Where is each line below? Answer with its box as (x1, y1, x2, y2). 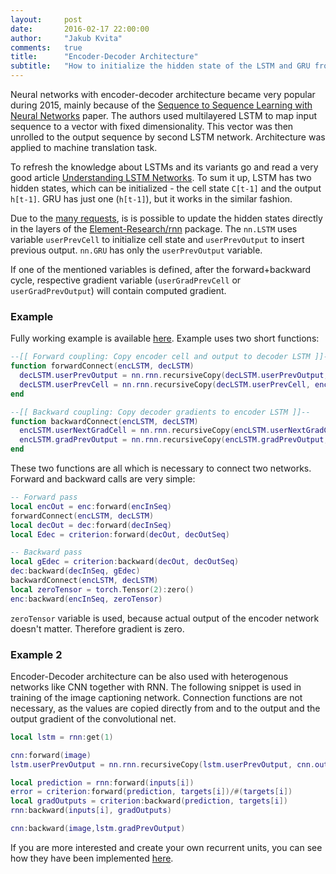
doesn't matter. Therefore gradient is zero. (10, 622, 185, 635)
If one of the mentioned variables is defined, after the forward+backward (10, 264, 312, 275)
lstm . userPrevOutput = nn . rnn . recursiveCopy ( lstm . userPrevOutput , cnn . (10, 759, 316, 770)
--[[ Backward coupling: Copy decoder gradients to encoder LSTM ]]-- (10, 407, 311, 417)
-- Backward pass (10, 547, 83, 558)
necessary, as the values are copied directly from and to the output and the (10, 702, 321, 714)
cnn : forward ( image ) (10, 750, 92, 760)
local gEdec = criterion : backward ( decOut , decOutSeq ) (10, 557, 240, 567)
